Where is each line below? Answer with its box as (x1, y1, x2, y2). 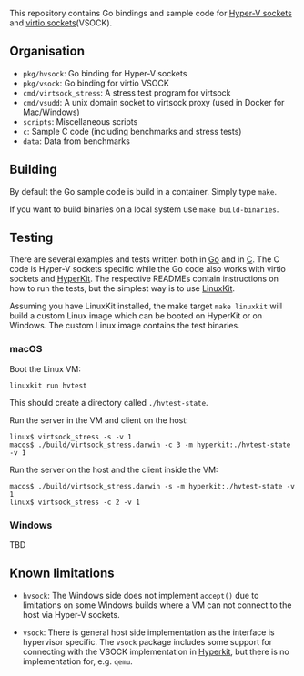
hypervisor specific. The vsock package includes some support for (22, 636, 273, 647)
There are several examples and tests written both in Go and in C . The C (9, 254, 280, 265)
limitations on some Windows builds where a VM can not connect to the (22, 600, 292, 610)
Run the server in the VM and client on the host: (9, 414, 188, 426)
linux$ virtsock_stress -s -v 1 (9, 432, 132, 441)
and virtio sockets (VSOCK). (9, 17, 113, 28)
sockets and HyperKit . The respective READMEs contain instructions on (9, 273, 279, 285)
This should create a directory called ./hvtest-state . (9, 397, 208, 408)
